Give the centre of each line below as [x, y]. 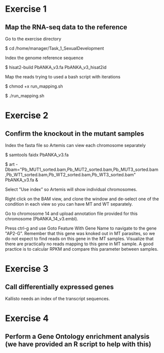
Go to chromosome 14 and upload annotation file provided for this [71, 213]
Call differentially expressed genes [59, 287]
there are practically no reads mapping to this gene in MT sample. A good [79, 244]
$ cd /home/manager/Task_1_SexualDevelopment [55, 48]
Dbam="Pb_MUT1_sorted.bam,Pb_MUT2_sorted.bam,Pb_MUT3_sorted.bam [82, 169]
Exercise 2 [27, 116]
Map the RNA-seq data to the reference [66, 27]
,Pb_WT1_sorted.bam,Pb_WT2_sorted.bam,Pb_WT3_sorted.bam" [70, 175]
